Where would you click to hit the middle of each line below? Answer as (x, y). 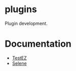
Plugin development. (26, 23)
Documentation (38, 44)
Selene (19, 63)
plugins (21, 9)
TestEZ (20, 58)
